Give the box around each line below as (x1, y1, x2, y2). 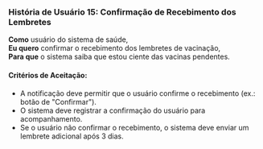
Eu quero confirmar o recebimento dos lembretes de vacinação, (8, 43, 221, 53)
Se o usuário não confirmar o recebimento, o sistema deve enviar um (19, 122, 249, 132)
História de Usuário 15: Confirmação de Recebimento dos (8, 6, 236, 18)
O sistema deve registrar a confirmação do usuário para (19, 106, 206, 115)
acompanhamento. (19, 114, 83, 123)
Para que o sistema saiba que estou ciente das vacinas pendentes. (8, 52, 231, 62)
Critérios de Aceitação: (8, 70, 88, 80)
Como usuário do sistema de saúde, (8, 35, 129, 44)
